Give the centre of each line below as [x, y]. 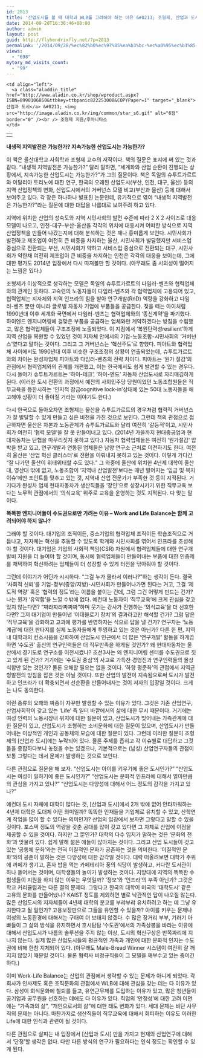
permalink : [20, 46]
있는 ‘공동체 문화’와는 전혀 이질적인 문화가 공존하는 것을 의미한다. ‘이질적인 [94, 849]
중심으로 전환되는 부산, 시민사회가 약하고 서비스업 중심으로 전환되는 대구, [92, 248]
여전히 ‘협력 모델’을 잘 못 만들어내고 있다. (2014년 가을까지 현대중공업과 [101, 432]
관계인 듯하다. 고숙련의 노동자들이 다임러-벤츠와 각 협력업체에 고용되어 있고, [106, 291]
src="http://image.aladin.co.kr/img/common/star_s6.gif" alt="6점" [92, 113]
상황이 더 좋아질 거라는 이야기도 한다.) [67, 397]
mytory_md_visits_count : [37, 62]
